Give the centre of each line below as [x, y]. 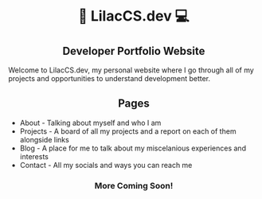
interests [34, 156]
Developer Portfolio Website [134, 51]
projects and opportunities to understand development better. [109, 78]
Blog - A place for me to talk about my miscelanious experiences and [133, 148]
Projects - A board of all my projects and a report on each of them [128, 131]
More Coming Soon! [134, 185]
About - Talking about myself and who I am [90, 123]
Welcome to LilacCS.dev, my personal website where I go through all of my [131, 70]
